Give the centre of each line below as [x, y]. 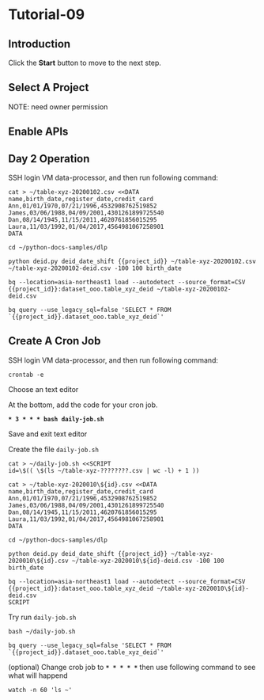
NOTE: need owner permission [58, 107]
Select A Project [49, 87]
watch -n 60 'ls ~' [40, 690]
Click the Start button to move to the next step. [85, 63]
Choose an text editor [43, 389]
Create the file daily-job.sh [53, 449]
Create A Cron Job [55, 341]
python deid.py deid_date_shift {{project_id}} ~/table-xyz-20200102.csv [132, 262]
